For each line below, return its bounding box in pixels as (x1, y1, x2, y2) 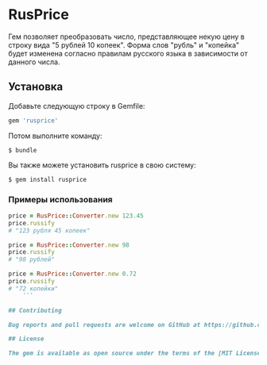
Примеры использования (8, 194, 113, 205)
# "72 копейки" (8, 284, 59, 293)
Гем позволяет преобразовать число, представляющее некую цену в (8, 32, 245, 41)
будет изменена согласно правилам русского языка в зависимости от (8, 48, 248, 58)
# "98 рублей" (8, 255, 56, 263)
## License (8, 335, 44, 343)
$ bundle (8, 146, 37, 154)
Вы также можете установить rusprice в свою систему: (8, 160, 196, 170)
